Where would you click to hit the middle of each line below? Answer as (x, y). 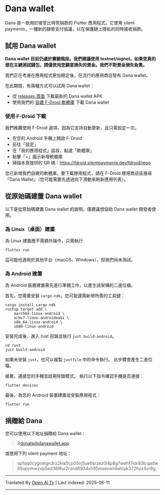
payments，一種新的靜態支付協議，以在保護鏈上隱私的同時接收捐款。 (75, 29)
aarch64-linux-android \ (39, 314)
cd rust (13, 346)
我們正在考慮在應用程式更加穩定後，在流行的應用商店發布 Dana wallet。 (78, 75)
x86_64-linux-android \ (38, 322)
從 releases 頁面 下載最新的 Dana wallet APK (57, 96)
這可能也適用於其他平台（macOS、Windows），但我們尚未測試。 (70, 260)
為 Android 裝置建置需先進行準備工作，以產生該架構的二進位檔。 (70, 285)
